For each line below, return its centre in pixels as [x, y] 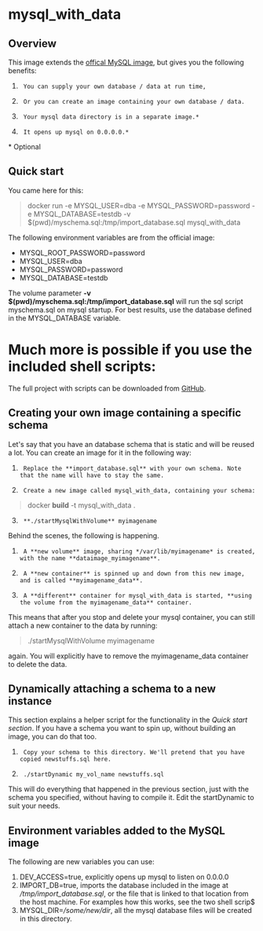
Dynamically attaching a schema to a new [112, 689]
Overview [33, 44]
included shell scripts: [82, 366]
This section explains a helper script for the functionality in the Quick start [128, 720]
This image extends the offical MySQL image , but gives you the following [126, 62]
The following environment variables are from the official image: [111, 237]
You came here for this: [46, 190]
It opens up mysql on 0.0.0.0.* [76, 132]
